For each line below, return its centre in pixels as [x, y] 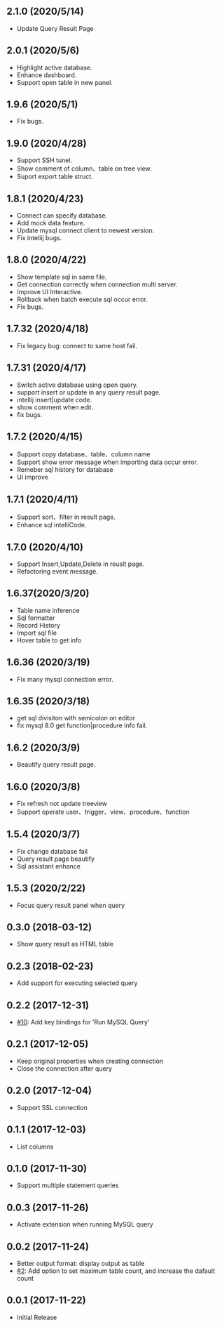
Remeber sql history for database [65, 470]
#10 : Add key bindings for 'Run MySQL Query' [83, 1022]
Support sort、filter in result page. [66, 517]
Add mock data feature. [51, 223]
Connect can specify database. [62, 216]
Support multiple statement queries [68, 1185]
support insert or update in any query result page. [89, 392]
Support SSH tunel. [44, 160]
